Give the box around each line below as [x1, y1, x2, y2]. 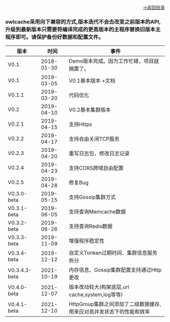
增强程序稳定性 [69, 237, 105, 245]
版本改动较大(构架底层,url [69, 284, 130, 291]
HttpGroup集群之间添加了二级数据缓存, [69, 301, 161, 308]
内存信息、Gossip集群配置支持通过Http [69, 266, 162, 273]
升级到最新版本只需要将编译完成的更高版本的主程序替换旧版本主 [5, 26, 161, 33]
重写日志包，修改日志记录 [69, 150, 130, 157]
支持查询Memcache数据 [69, 208, 126, 215]
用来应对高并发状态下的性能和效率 [69, 308, 150, 315]
